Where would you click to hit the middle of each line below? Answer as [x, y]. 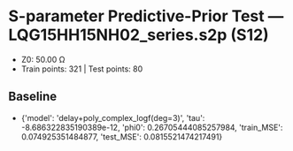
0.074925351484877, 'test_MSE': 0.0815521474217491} [122, 136]
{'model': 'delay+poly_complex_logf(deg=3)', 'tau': [113, 117]
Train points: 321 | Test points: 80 [82, 69]
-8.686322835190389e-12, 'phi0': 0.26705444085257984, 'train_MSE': [152, 127]
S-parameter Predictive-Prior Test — [146, 16]
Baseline [33, 97]
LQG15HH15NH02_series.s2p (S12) [139, 35]
